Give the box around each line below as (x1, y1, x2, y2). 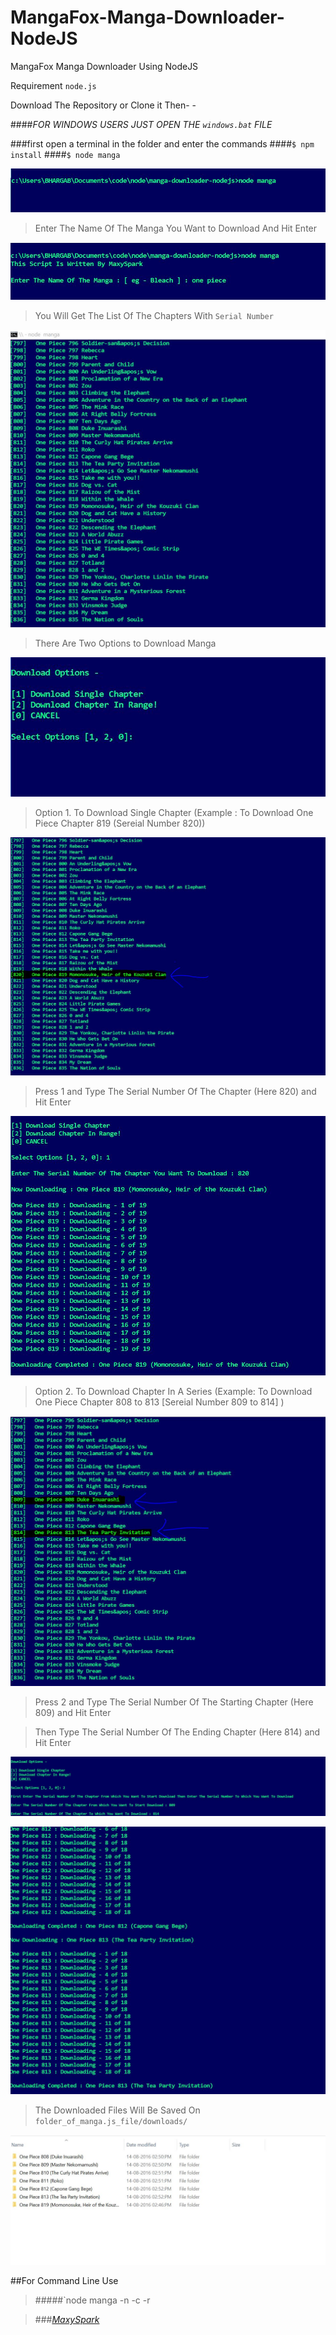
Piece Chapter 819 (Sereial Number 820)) (34, 817, 206, 829)
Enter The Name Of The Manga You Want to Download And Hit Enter (34, 222, 318, 234)
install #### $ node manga (10, 148, 121, 160)
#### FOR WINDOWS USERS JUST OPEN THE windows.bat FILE (10, 118, 273, 130)
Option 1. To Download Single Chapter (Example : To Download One (34, 806, 314, 818)
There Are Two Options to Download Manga (34, 637, 217, 650)
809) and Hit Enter (34, 1706, 112, 1718)
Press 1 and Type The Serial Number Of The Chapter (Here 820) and (34, 1085, 317, 1097)
